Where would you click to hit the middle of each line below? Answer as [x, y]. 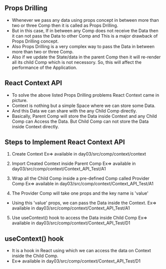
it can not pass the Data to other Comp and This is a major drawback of [85, 36]
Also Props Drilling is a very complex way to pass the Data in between [83, 46]
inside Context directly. [35, 126]
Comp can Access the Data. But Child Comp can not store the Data [80, 121]
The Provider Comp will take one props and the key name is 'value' [80, 193]
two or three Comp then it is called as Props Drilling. [65, 25]
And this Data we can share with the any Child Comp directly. [74, 110]
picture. [20, 100]
